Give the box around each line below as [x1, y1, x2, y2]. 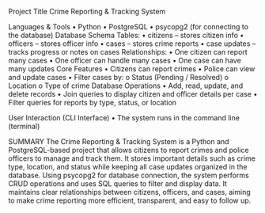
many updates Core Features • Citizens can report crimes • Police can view [8, 64, 256, 74]
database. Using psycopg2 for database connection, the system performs [8, 170, 249, 180]
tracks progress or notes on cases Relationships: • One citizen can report [8, 48, 248, 56]
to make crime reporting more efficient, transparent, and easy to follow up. [8, 196, 252, 205]
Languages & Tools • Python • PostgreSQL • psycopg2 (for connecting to [8, 22, 249, 31]
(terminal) [8, 122, 40, 131]
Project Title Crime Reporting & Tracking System [8, 7, 166, 16]
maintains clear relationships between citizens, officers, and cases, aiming [8, 188, 251, 196]
